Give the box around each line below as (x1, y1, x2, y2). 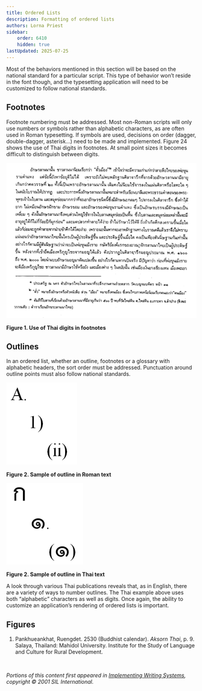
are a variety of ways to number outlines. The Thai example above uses (6, 589, 184, 596)
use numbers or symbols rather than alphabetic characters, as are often (6, 125, 185, 132)
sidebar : (6, 29, 28, 35)
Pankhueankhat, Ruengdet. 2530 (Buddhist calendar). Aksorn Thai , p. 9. (14, 635, 195, 643)
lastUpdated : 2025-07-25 (6, 48, 69, 54)
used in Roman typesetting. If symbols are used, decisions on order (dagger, (6, 131, 197, 139)
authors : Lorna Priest (6, 22, 63, 28)
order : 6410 (17, 35, 47, 42)
